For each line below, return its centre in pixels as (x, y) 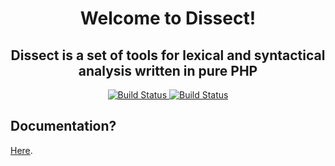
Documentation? (63, 126)
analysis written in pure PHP (168, 70)
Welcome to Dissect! (168, 18)
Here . (21, 150)
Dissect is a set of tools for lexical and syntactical (168, 55)
